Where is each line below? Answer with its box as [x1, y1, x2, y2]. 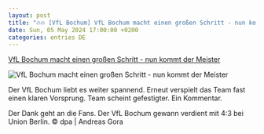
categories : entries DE [8, 33, 86, 42]
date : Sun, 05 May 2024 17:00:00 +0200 [8, 26, 139, 34]
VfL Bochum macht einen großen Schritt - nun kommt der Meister [8, 55, 221, 64]
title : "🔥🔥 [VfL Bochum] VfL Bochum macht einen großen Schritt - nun [8, 19, 246, 27]
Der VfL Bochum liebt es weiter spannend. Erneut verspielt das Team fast [8, 85, 246, 95]
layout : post [8, 11, 51, 20]
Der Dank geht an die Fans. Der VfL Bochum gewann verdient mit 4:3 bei [8, 109, 244, 118]
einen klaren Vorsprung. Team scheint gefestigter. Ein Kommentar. [8, 93, 222, 103]
